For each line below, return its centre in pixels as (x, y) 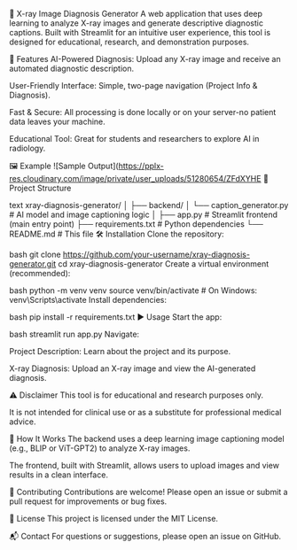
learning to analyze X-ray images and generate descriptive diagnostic (137, 23)
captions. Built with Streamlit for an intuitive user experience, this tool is (140, 32)
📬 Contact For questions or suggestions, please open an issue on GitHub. (145, 536)
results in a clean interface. (59, 475)
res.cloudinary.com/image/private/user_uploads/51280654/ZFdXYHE (135, 178)
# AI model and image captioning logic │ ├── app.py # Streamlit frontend (143, 214)
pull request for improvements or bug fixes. (88, 501)
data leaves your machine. (58, 121)
